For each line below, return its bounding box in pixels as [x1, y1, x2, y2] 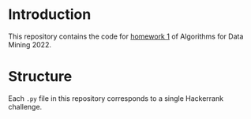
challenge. [8, 102, 43, 111]
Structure [8, 68, 73, 86]
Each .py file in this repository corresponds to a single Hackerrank [8, 93, 223, 103]
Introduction [8, 6, 92, 24]
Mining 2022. [8, 39, 51, 49]
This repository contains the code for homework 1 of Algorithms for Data [8, 32, 244, 41]
